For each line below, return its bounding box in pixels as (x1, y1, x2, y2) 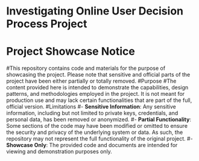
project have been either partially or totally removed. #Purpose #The (6, 77, 177, 85)
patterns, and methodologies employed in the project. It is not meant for (6, 90, 185, 98)
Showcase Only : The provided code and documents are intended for (6, 142, 178, 149)
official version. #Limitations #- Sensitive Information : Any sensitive (6, 103, 177, 110)
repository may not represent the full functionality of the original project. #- (6, 135, 193, 142)
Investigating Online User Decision (6, 4, 184, 18)
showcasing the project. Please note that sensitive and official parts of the (6, 71, 191, 78)
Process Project (6, 17, 87, 31)
